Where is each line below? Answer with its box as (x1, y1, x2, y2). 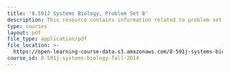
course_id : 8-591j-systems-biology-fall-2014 (7, 55, 139, 62)
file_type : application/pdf (7, 36, 88, 43)
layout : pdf (7, 29, 41, 36)
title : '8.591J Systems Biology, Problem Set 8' (7, 10, 149, 17)
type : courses (7, 23, 48, 29)
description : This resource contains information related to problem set (7, 16, 222, 23)
